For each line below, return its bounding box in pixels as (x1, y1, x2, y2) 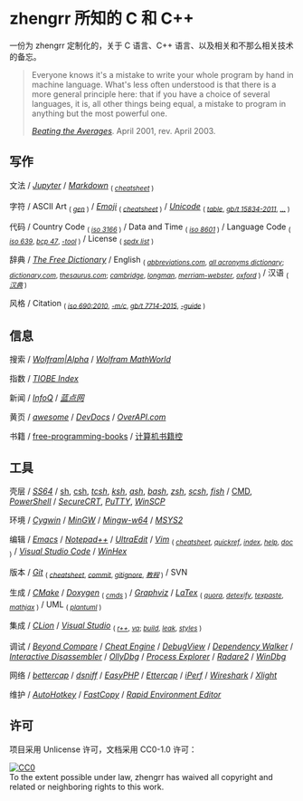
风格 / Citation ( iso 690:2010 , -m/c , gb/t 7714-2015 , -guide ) (9, 297, 206, 311)
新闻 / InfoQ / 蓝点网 (9, 392, 84, 403)
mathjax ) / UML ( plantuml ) (9, 599, 102, 612)
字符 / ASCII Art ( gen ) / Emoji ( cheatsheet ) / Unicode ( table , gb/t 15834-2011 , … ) (9, 200, 291, 214)
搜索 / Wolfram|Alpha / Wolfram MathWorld (9, 354, 172, 365)
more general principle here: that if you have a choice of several (31, 88, 270, 100)
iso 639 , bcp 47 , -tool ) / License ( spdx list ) (9, 233, 154, 246)
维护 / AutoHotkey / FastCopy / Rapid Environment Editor (9, 689, 222, 700)
